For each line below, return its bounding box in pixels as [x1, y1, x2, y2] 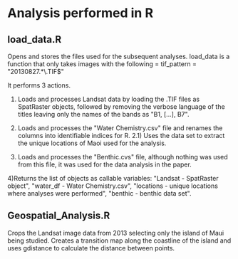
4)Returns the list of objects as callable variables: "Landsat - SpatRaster [7, 174, 219, 182]
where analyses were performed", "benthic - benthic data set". [7, 189, 192, 197]
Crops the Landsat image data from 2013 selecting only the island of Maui [7, 228, 224, 237]
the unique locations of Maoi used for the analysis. [17, 139, 167, 147]
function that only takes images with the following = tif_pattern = [7, 60, 197, 68]
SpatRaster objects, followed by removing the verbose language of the [17, 102, 226, 111]
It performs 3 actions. [7, 81, 71, 90]
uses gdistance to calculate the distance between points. [7, 243, 175, 252]
